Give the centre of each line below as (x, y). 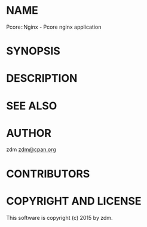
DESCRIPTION (42, 79)
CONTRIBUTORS (48, 174)
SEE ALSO (32, 106)
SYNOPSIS (33, 51)
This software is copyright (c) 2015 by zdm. (59, 217)
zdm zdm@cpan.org (31, 149)
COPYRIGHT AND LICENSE (74, 201)
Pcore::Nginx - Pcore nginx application (54, 27)
